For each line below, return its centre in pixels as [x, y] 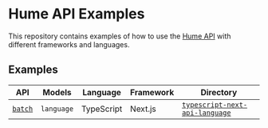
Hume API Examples [77, 14]
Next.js [144, 109]
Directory [219, 92]
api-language [207, 112]
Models [57, 92]
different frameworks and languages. [69, 44]
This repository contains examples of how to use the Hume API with [120, 36]
